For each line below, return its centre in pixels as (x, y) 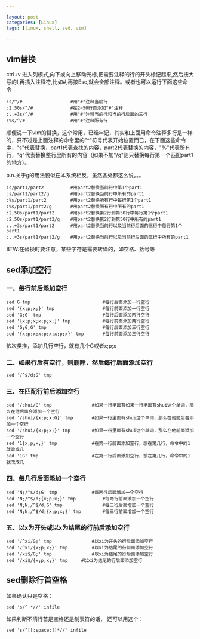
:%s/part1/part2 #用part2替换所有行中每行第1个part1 (79, 201)
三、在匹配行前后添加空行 (43, 392)
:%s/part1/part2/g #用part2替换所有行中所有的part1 (75, 207)
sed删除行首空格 (37, 580)
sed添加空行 (29, 270)
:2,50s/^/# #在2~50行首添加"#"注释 (65, 108)
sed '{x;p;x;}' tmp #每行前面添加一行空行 (78, 308)
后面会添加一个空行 (39, 412)
